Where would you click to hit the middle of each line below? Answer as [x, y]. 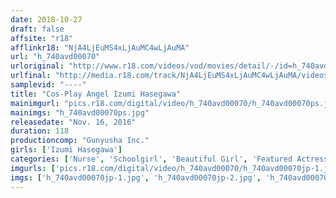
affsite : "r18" [42, 38]
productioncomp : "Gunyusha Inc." [80, 141]
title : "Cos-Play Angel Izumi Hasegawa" [96, 94]
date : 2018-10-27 [46, 19]
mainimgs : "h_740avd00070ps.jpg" [80, 112]
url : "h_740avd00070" [55, 57]
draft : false [37, 29]
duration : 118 [40, 131]
